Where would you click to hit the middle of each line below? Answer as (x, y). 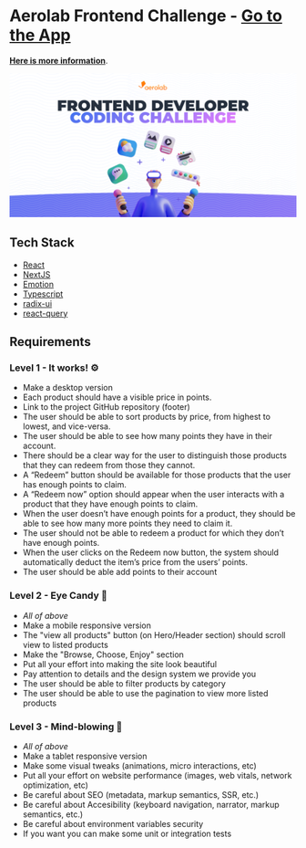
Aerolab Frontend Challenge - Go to (146, 16)
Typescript (43, 294)
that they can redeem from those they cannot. (109, 466)
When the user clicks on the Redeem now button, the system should (151, 552)
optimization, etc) (56, 785)
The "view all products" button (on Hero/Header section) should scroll (154, 634)
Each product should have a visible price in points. (117, 397)
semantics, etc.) (53, 814)
